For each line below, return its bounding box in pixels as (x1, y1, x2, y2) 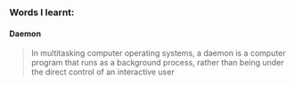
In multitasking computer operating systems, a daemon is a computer (30, 48, 287, 58)
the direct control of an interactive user (30, 66, 176, 77)
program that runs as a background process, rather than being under (30, 58, 284, 68)
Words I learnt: (9, 6, 75, 19)
